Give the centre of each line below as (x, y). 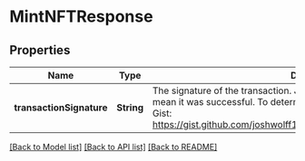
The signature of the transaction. (222, 90)
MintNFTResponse (81, 17)
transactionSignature (61, 108)
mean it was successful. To (211, 102)
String (130, 108)
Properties (40, 50)
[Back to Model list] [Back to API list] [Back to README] (113, 147)
